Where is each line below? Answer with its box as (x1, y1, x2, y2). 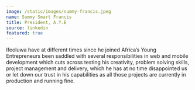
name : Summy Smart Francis (6, 14, 72, 20)
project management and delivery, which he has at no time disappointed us (6, 65, 187, 72)
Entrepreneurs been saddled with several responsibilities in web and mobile (6, 53, 189, 60)
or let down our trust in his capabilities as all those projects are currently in (6, 71, 186, 78)
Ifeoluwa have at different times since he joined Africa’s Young (6, 46, 157, 53)
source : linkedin (6, 25, 49, 31)
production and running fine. (6, 77, 75, 85)
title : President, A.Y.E (6, 19, 67, 25)
